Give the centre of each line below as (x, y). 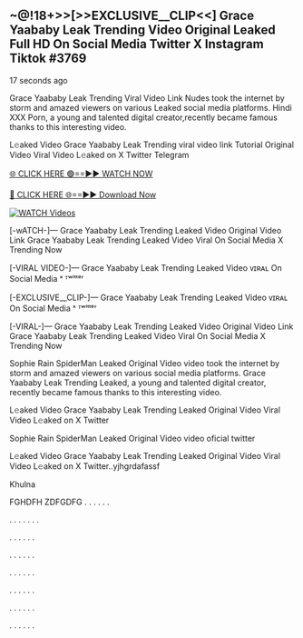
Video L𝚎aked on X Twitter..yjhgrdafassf (85, 466)
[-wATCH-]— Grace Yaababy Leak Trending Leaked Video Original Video (146, 230)
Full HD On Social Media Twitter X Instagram (137, 44)
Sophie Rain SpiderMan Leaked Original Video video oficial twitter (132, 438)
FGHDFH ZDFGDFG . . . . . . (60, 502)
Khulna (23, 484)
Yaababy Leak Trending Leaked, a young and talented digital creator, (138, 383)
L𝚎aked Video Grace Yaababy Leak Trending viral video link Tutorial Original (152, 145)
